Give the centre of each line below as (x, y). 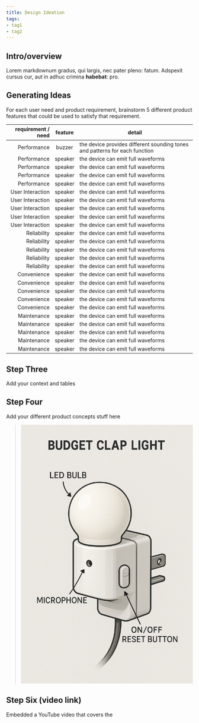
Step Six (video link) (44, 700)
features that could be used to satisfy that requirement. (73, 116)
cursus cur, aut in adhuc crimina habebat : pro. (63, 77)
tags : (13, 19)
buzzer (65, 147)
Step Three (27, 369)
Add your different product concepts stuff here (63, 416)
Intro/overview (34, 56)
